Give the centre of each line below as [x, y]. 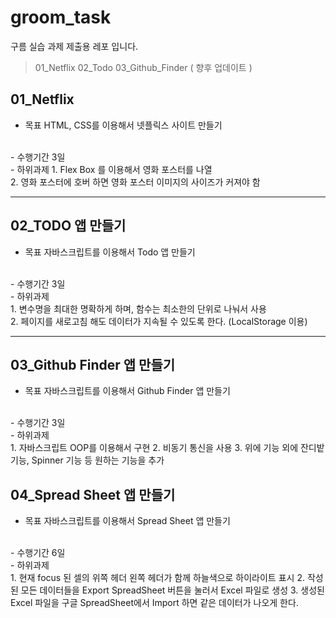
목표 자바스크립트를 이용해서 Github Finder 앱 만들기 [127, 391]
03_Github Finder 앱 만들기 [93, 364]
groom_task [61, 17]
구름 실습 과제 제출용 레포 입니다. [74, 46]
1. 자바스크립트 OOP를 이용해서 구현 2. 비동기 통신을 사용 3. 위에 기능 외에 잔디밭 [167, 448]
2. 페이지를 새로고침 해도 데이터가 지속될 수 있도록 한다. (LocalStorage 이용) [159, 321]
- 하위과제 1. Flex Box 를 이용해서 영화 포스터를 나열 [111, 169]
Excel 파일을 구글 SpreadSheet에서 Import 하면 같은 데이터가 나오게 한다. [154, 603]
